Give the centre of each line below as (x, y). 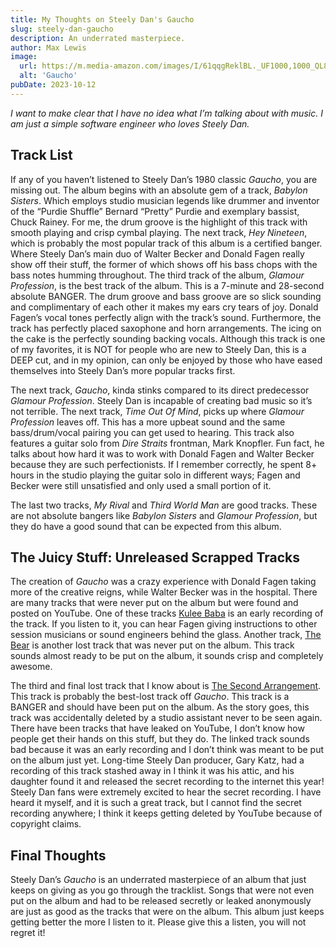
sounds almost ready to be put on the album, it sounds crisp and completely (167, 656)
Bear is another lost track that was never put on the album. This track (152, 645)
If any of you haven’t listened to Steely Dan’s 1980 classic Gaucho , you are (164, 179)
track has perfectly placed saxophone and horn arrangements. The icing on (166, 328)
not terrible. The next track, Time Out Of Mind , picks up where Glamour (157, 411)
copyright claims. (46, 824)
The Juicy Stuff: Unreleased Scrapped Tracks (155, 557)
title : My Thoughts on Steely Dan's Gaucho (102, 19)
